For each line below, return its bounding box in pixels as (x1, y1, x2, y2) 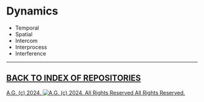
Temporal (15, 24, 39, 31)
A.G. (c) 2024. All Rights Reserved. (6, 89, 185, 96)
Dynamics (6, 4, 59, 18)
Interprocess (15, 43, 47, 51)
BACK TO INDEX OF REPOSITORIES (6, 73, 141, 83)
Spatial (15, 30, 33, 37)
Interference (15, 49, 47, 57)
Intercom (15, 37, 38, 44)
